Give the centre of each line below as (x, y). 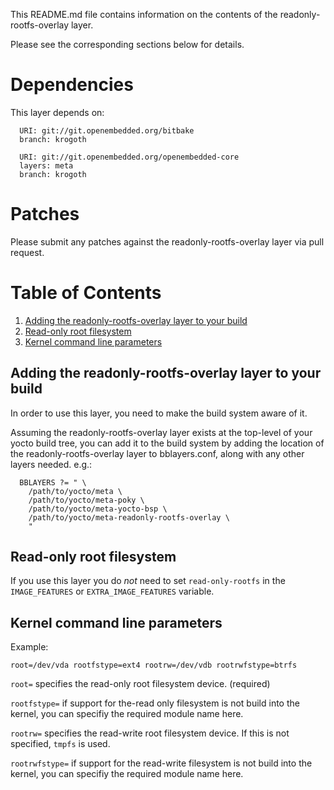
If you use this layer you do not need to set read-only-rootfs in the (148, 581)
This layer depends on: (57, 112)
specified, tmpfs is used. (60, 744)
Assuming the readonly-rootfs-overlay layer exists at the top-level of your (161, 432)
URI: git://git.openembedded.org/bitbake (107, 130)
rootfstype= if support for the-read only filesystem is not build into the (155, 703)
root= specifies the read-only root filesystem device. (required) (140, 684)
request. (27, 252)
